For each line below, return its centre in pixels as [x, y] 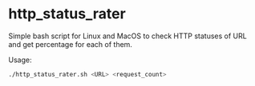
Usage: [20, 60]
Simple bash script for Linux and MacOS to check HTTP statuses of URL [127, 36]
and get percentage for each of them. [70, 44]
